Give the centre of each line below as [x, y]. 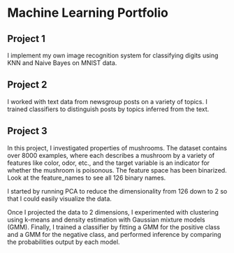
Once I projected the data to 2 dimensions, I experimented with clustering [113, 212]
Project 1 [26, 39]
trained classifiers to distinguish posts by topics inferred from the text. [108, 109]
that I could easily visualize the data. [59, 198]
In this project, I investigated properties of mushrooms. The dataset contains [117, 147]
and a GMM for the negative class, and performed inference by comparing [114, 234]
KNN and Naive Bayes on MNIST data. [62, 63]
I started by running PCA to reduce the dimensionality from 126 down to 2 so [117, 191]
